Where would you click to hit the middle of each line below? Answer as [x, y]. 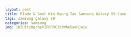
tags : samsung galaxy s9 [30, 18]
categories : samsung [26, 23]
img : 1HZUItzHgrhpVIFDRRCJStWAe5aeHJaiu [46, 27]
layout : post [18, 9]
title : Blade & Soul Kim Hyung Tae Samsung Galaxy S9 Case [66, 14]
